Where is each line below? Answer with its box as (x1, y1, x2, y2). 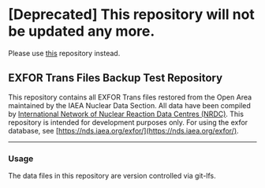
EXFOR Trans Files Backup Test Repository (8, 71, 223, 85)
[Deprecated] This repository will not (8, 6, 255, 24)
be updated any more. (8, 22, 155, 40)
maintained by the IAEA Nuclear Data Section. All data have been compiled (8, 100, 251, 110)
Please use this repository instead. (8, 48, 121, 58)
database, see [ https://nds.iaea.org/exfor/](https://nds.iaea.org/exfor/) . (8, 126, 239, 135)
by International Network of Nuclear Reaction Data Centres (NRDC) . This (8, 109, 244, 118)
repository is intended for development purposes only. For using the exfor (8, 117, 248, 127)
